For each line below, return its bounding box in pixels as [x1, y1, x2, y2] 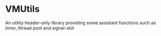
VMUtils [5, 3, 40, 15]
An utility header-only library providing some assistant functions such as [5, 20, 156, 26]
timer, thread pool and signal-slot [5, 25, 74, 31]
